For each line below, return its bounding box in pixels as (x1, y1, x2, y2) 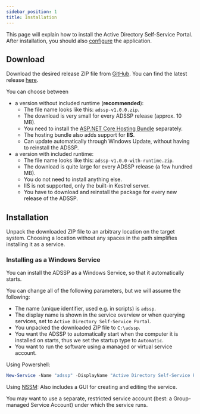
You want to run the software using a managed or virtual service (14, 343, 173, 350)
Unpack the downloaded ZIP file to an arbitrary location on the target (6, 228, 175, 235)
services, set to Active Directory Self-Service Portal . (14, 318, 152, 325)
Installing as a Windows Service (6, 256, 101, 264)
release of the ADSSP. (23, 195, 79, 202)
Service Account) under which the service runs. (30, 401, 148, 409)
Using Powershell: (6, 361, 51, 368)
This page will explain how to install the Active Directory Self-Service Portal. (6, 30, 193, 38)
